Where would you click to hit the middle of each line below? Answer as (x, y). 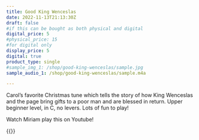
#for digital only (29, 45)
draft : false (22, 23)
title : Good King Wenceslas (41, 12)
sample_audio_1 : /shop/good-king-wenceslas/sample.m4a (76, 73)
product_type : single (33, 62)
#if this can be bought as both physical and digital (75, 28)
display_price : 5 (28, 51)
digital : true (24, 56)
